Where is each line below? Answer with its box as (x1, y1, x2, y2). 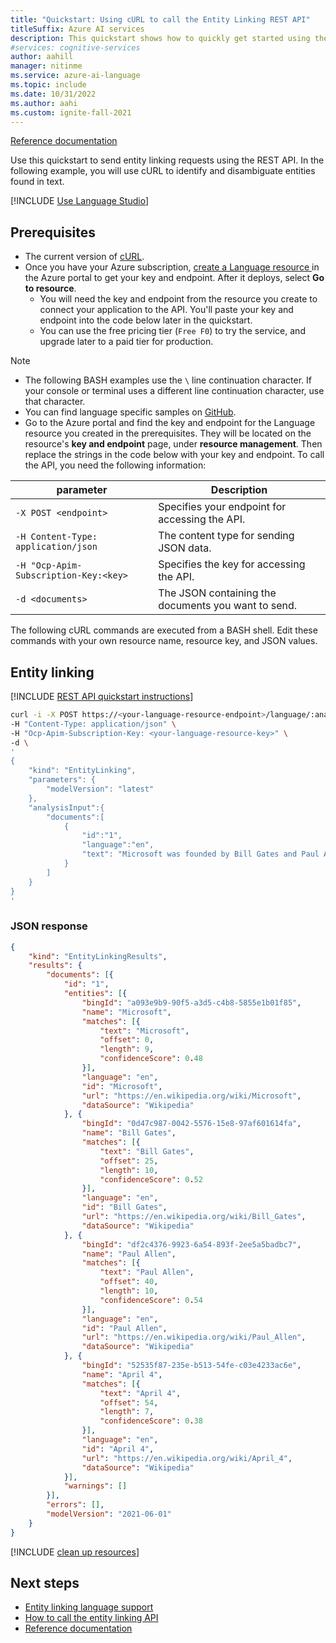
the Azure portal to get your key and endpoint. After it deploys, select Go (24, 272, 325, 284)
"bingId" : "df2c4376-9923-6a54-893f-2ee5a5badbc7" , (81, 1239, 302, 1250)
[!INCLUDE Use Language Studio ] (10, 195, 149, 207)
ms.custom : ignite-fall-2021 (10, 107, 132, 118)
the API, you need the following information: (24, 459, 207, 471)
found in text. (10, 176, 65, 188)
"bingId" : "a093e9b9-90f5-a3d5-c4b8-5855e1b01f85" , (81, 997, 302, 1008)
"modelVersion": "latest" (46, 784, 155, 794)
